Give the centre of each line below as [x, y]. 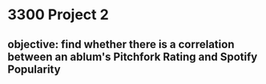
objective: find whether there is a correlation [121, 44]
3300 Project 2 [58, 15]
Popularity [34, 69]
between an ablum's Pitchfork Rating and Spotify [133, 56]
